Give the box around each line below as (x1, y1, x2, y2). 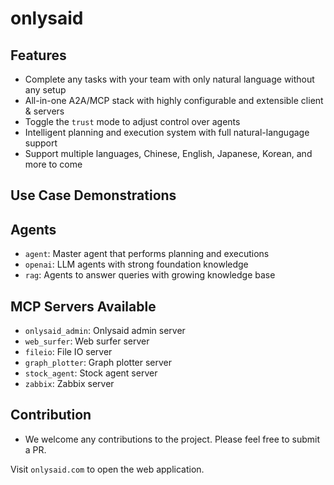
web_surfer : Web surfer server (24, 335, 150, 347)
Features (10, 47, 67, 64)
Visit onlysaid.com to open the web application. (10, 463, 205, 475)
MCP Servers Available (10, 298, 157, 315)
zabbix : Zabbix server (24, 378, 115, 390)
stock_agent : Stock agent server (24, 367, 158, 379)
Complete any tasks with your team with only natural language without (24, 73, 315, 85)
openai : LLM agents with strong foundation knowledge (24, 258, 249, 271)
